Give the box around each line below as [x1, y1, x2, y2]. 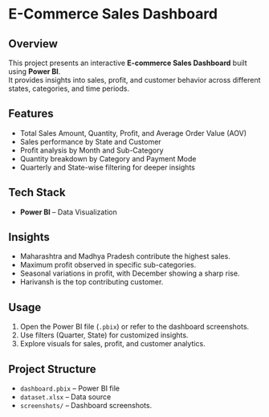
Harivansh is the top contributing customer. [19, 277, 164, 287]
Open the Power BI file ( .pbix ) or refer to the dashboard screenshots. [19, 322, 250, 332]
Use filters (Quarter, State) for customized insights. [19, 330, 189, 340]
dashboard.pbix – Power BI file [19, 383, 120, 394]
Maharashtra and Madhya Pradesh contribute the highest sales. [19, 251, 230, 261]
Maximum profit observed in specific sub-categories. [19, 260, 197, 270]
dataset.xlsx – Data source [19, 392, 112, 402]
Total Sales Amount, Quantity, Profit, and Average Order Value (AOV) [19, 128, 247, 137]
